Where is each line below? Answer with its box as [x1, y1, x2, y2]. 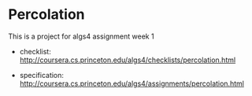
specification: [19, 70, 65, 79]
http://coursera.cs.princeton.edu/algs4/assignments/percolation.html [19, 79, 244, 88]
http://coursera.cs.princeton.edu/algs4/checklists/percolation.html [19, 55, 236, 65]
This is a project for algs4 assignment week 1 [8, 31, 155, 41]
